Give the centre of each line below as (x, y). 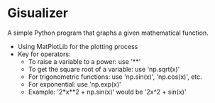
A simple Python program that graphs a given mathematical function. (108, 33)
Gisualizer (38, 13)
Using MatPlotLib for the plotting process (78, 46)
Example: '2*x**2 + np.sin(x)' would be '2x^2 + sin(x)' (107, 92)
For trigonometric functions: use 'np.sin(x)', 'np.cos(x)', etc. (115, 77)
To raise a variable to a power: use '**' (84, 61)
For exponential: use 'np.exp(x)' (75, 84)
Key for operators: (44, 54)
